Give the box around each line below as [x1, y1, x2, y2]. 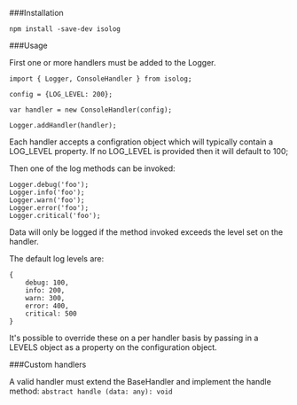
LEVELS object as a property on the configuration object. [9, 342, 217, 353]
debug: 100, [25, 278, 69, 287]
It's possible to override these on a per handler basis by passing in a [9, 332, 259, 343]
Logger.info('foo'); [9, 188, 86, 197]
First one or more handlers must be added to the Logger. [9, 58, 216, 67]
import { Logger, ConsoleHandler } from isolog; [9, 74, 192, 83]
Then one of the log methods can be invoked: [9, 163, 176, 174]
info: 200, [25, 286, 66, 295]
